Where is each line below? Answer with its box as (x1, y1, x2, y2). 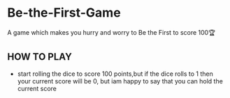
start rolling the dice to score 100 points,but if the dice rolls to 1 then (17, 70, 213, 78)
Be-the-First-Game (7, 5, 121, 21)
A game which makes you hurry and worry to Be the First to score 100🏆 (7, 28, 215, 36)
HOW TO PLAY (7, 51, 72, 63)
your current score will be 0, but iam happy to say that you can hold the (17, 76, 224, 85)
